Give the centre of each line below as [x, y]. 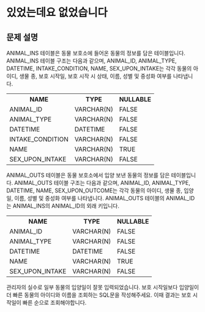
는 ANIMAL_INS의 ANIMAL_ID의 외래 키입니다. [63, 206]
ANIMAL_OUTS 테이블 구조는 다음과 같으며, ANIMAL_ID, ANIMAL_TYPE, [102, 183]
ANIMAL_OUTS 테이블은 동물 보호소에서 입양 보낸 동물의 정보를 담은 [88, 175]
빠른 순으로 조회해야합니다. [54, 302]
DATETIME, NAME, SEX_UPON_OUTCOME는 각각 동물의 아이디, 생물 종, [94, 190]
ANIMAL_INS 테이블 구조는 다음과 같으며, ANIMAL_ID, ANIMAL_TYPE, [91, 61]
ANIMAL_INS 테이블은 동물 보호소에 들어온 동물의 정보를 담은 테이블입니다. [96, 53]
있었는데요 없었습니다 [57, 13]
